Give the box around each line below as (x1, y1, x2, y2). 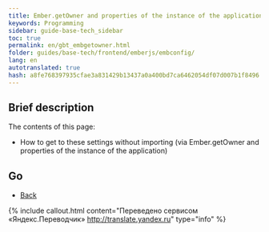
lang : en (8, 57, 38, 65)
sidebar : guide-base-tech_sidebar (8, 26, 124, 34)
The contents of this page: (8, 122, 96, 132)
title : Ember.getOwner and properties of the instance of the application (8, 11, 263, 20)
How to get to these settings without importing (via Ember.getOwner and (19, 138, 259, 147)
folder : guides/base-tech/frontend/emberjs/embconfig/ (8, 49, 195, 57)
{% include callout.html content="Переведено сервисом (8, 206, 199, 216)
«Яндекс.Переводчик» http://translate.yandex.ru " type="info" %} (8, 214, 227, 224)
